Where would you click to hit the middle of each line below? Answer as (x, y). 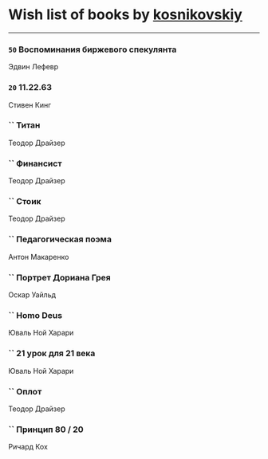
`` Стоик (25, 202)
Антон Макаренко (39, 257)
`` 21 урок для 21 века (52, 354)
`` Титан (24, 125)
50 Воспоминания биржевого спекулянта (93, 49)
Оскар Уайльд (32, 295)
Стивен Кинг (30, 104)
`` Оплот (25, 391)
